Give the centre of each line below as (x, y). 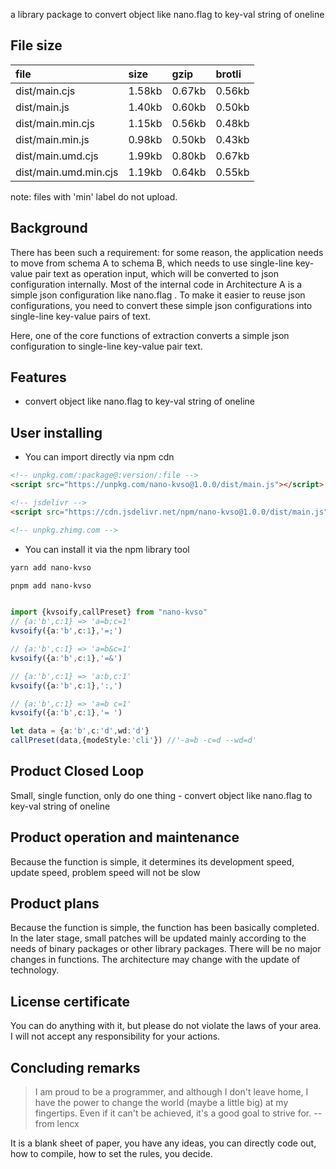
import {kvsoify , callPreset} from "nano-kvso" (109, 612)
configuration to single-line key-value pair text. (106, 346)
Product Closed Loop (77, 771)
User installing (56, 432)
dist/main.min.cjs (55, 123)
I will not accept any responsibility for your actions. (115, 1036)
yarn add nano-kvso (51, 567)
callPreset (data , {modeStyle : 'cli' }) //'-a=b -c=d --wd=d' (133, 740)
